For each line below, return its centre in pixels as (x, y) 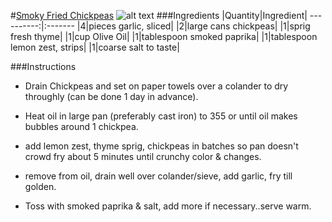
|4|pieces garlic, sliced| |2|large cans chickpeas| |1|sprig (193, 26)
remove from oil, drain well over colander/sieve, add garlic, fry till (158, 176)
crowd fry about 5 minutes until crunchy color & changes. (143, 156)
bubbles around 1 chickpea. (81, 126)
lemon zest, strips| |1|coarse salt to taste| (95, 47)
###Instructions (43, 66)
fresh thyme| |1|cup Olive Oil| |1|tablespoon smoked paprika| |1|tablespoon (164, 36)
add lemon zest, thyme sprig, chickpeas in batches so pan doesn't (161, 146)
